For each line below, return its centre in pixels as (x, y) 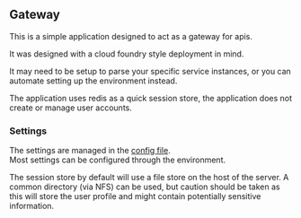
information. (32, 206)
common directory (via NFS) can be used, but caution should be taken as (145, 187)
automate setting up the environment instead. (93, 81)
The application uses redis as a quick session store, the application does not (151, 98)
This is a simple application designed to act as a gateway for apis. (131, 36)
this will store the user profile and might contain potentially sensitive (135, 196)
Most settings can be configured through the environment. (118, 160)
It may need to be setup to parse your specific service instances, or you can (150, 71)
